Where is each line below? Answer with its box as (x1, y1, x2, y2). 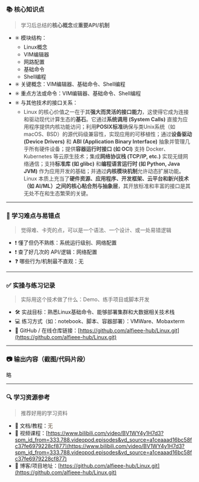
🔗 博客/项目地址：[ (14, 462, 60, 470)
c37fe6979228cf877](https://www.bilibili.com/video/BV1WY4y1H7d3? (14, 443, 185, 450)
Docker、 (146, 145, 169, 152)
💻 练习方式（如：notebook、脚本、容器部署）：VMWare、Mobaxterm (14, 317, 185, 324)
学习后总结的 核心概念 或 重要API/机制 (20, 22, 110, 29)
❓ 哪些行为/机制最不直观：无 (14, 257, 84, 264)
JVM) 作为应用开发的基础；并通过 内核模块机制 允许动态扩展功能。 (23, 168, 185, 175)
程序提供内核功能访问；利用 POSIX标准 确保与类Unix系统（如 (28, 123, 176, 130)
